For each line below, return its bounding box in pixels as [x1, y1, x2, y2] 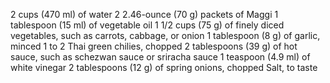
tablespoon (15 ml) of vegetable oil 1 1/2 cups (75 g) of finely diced [10, 19, 285, 31]
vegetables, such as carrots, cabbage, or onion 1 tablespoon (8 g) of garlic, [10, 30, 321, 41]
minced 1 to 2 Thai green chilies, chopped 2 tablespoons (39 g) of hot [10, 40, 298, 52]
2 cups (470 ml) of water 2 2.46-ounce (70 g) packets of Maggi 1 [10, 9, 279, 20]
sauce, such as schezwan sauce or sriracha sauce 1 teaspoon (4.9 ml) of [10, 51, 311, 63]
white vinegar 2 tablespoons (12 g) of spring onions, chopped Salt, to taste [10, 62, 318, 73]
